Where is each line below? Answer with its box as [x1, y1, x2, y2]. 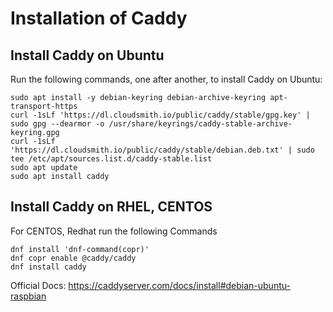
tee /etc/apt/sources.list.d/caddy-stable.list [10, 154, 213, 164]
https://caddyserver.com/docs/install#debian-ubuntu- [68, 279, 291, 291]
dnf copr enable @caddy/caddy [10, 253, 137, 263]
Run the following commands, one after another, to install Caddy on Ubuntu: [10, 73, 323, 85]
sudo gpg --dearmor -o [10, 119, 105, 129]
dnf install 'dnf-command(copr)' [10, 244, 150, 254]
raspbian [10, 290, 47, 302]
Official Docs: [10, 279, 67, 291]
